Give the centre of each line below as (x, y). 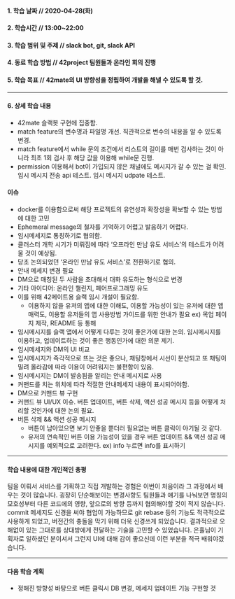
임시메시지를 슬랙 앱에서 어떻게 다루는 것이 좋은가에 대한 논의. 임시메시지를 (119, 332)
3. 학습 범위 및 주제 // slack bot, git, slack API (71, 45)
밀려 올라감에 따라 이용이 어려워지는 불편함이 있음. (85, 367)
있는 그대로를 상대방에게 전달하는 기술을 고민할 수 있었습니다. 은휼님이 (121, 530)
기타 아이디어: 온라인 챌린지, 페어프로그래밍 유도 (83, 288)
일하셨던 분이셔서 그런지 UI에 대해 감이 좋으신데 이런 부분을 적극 (113, 539)
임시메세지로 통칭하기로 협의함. (60, 235)
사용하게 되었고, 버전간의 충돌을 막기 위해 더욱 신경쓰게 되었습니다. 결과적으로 (113, 521)
